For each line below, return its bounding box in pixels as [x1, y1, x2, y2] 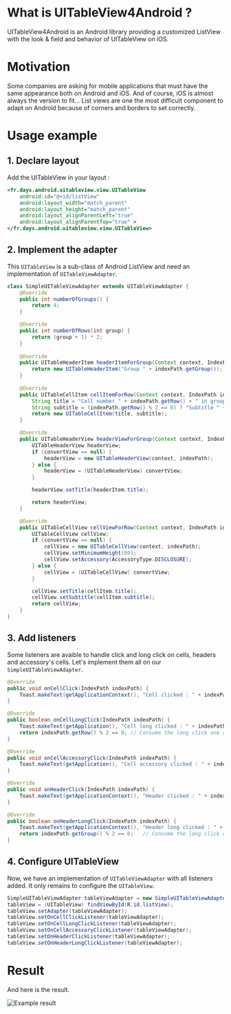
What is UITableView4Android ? [7, 5, 192, 21]
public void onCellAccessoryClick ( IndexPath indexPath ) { [7, 755, 177, 762]
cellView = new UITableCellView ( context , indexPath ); [43, 543, 201, 550]
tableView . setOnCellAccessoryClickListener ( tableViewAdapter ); [7, 927, 192, 934]
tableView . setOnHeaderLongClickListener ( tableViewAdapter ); [7, 939, 184, 947]
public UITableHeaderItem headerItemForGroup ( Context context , [19, 359, 205, 366]
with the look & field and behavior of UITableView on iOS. [7, 34, 169, 43]
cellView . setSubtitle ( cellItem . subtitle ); [32, 594, 155, 601]
